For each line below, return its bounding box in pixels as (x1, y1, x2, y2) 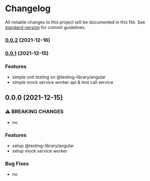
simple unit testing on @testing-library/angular (12, 74, 106, 80)
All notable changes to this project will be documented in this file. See (5, 19, 146, 25)
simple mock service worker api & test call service (12, 79, 113, 85)
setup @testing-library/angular (12, 143, 74, 149)
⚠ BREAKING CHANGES (5, 108, 64, 115)
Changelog (5, 3, 51, 14)
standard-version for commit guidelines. (5, 24, 86, 30)
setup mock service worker (12, 148, 67, 154)
